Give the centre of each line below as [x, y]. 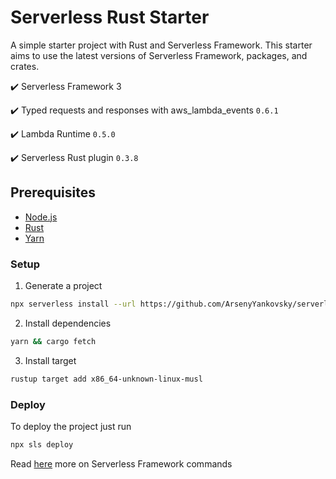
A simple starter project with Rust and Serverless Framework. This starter [161, 45]
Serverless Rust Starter [110, 17]
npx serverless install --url [73, 304]
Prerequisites [53, 192]
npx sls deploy [42, 444]
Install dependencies [68, 323]
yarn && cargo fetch [53, 341]
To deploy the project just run [71, 426]
